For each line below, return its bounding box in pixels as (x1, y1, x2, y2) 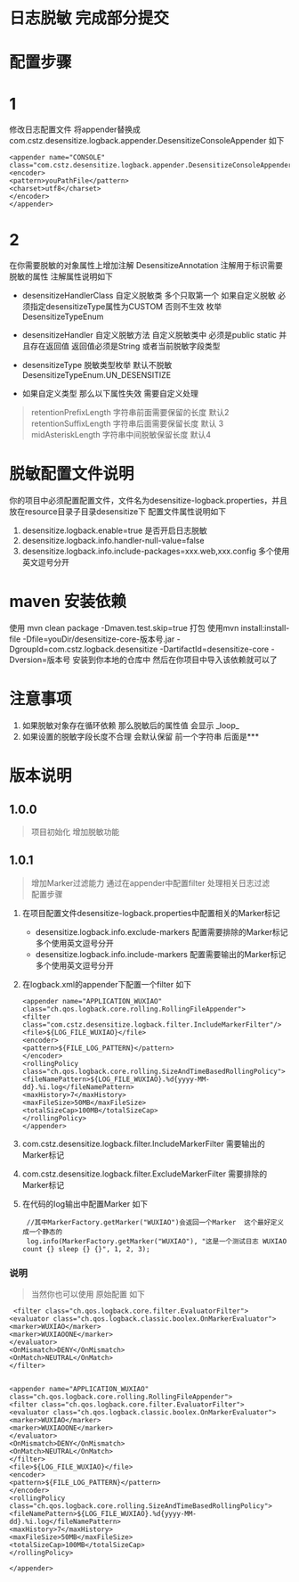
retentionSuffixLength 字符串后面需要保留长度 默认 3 (30, 418, 224, 429)
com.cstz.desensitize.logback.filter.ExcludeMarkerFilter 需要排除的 (21, 1168, 268, 1179)
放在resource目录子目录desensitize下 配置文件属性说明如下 (9, 506, 227, 517)
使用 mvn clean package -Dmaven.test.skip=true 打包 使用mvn (9, 623, 239, 634)
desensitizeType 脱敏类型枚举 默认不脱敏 (21, 360, 173, 371)
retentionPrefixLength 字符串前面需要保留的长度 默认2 (30, 407, 230, 418)
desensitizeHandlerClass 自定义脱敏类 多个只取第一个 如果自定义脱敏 (21, 291, 276, 301)
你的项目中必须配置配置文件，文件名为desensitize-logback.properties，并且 (9, 496, 287, 506)
